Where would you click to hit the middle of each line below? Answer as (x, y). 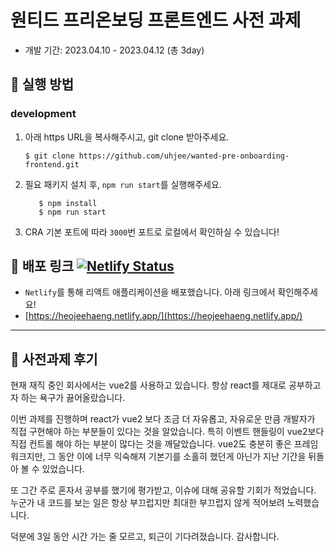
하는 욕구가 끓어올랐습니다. (73, 398)
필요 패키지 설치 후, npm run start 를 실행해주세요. (123, 184)
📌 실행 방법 (42, 84)
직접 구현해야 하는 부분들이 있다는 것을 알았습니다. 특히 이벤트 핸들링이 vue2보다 (167, 432)
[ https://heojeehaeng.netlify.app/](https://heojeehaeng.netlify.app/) (163, 316)
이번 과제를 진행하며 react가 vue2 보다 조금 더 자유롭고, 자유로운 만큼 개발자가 (163, 419)
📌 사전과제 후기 (54, 359)
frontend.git (52, 164)
